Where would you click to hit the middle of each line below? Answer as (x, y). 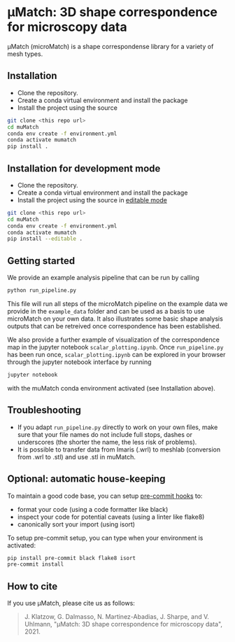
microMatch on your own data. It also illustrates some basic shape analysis (115, 319)
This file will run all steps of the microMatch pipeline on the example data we (117, 304)
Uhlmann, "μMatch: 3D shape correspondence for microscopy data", (123, 624)
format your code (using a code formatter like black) (93, 509)
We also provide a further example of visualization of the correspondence (114, 340)
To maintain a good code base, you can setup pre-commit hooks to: (105, 496)
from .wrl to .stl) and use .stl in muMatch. (77, 456)
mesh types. (25, 54)
